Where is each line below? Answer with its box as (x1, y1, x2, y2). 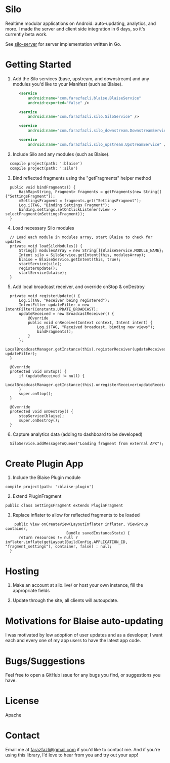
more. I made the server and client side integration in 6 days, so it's (5, 25, 146, 31)
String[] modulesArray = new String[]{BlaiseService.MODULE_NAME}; (18, 248, 164, 253)
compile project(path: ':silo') (10, 166, 78, 171)
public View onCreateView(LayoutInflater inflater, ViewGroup (14, 522, 148, 527)
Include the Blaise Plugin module (12, 474, 81, 481)
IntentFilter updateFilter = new (18, 302, 90, 307)
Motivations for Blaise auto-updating (5, 615, 163, 627)
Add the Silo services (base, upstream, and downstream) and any (12, 75, 149, 82)
